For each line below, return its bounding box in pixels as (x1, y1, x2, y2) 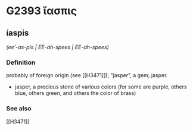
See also (6, 104, 32, 113)
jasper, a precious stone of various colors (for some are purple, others (14, 83, 187, 90)
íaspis (6, 28, 29, 38)
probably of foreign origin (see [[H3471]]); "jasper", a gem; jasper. (6, 72, 168, 79)
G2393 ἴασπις (6, 4, 77, 18)
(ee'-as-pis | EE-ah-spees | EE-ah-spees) (6, 43, 109, 50)
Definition (6, 58, 36, 66)
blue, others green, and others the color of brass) (14, 90, 136, 97)
